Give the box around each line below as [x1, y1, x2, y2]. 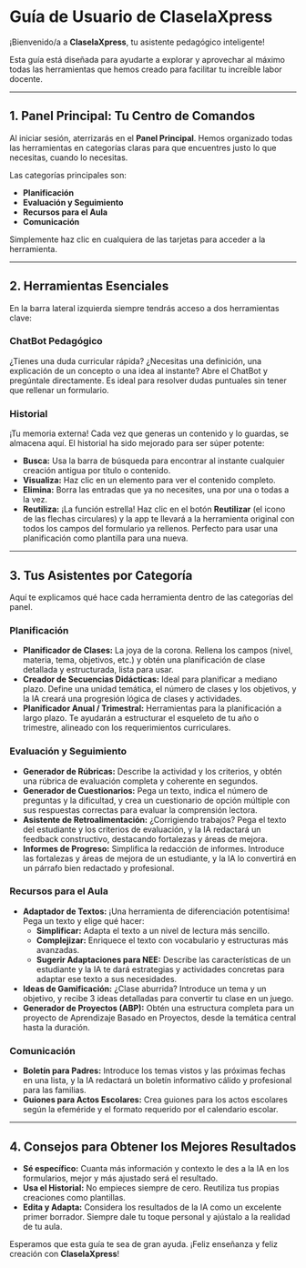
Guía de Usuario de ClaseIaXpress [9, 6, 273, 27]
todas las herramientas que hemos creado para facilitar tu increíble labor [9, 64, 282, 75]
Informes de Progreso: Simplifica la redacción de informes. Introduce [22, 843, 285, 854]
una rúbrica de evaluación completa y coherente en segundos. [22, 776, 259, 786]
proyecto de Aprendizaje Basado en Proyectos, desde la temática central [22, 1012, 297, 1023]
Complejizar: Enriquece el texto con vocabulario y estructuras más [36, 935, 289, 946]
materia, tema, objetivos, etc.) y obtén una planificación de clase [22, 654, 266, 665]
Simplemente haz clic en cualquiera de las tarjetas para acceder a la [9, 234, 266, 245]
